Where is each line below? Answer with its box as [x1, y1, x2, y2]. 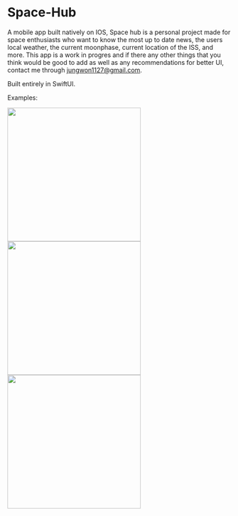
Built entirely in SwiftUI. [7, 79, 76, 88]
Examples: [7, 93, 38, 102]
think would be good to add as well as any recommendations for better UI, [7, 58, 225, 66]
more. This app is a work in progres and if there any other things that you [7, 51, 222, 59]
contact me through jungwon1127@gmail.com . [7, 66, 142, 74]
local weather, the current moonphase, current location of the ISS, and [7, 43, 214, 51]
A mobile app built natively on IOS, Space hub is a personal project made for [7, 28, 231, 36]
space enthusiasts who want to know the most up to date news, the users [7, 35, 223, 43]
